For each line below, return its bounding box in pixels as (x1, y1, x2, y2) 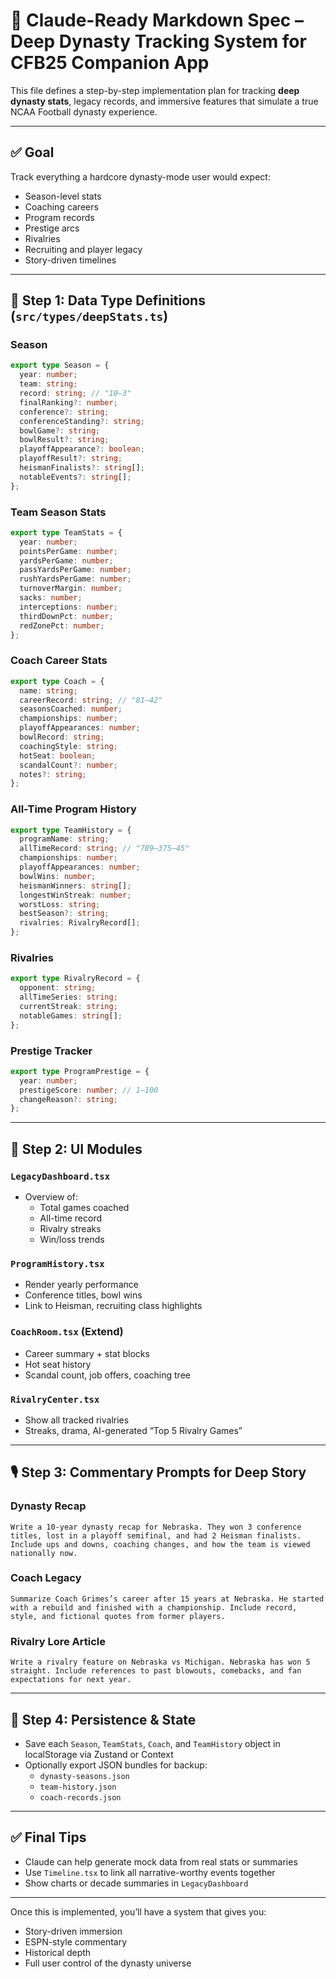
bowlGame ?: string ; (19, 425, 101, 436)
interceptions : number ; (19, 602, 118, 612)
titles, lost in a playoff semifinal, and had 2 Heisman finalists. (10, 1530, 302, 1541)
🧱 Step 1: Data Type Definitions (10, 292, 206, 309)
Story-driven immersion (24, 1925, 123, 1937)
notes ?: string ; (19, 769, 87, 779)
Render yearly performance (24, 1279, 139, 1291)
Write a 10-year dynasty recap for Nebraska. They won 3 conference (10, 1522, 302, 1532)
